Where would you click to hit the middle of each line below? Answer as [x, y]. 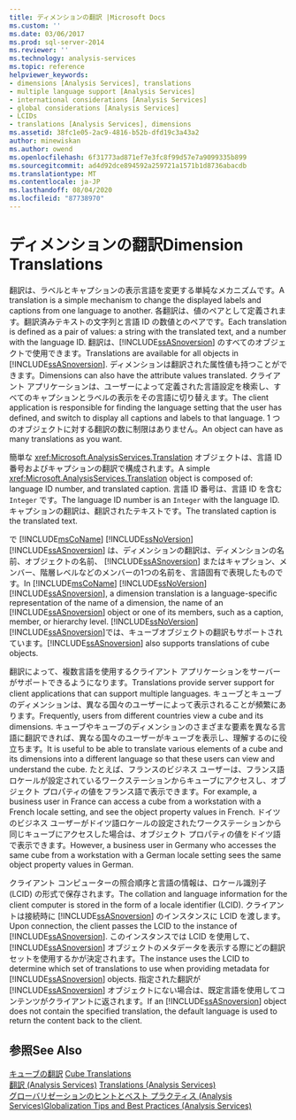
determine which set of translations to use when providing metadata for [140, 968]
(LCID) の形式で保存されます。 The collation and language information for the [148, 893]
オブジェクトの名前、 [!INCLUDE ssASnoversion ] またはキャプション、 [152, 561]
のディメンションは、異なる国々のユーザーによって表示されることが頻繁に [144, 704]
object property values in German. [72, 864]
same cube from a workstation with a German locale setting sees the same [145, 854]
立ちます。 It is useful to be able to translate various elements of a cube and [146, 748]
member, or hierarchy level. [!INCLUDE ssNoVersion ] [104, 622]
